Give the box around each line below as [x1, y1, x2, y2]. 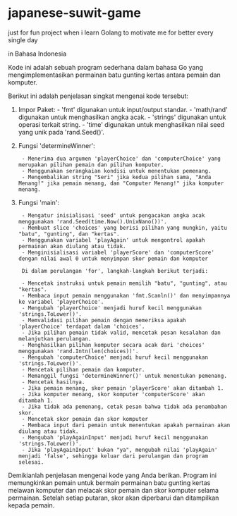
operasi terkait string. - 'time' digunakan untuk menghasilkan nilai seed [18, 120, 225, 128]
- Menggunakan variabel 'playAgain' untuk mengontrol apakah [21, 236, 205, 244]
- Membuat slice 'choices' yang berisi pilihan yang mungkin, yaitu [21, 224, 228, 231]
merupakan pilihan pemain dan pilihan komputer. [18, 161, 164, 168]
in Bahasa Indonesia [8, 49, 67, 58]
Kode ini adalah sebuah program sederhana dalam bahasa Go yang [8, 63, 204, 71]
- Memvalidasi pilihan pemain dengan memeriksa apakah [21, 317, 186, 324]
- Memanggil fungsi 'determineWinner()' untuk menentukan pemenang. [21, 372, 228, 379]
